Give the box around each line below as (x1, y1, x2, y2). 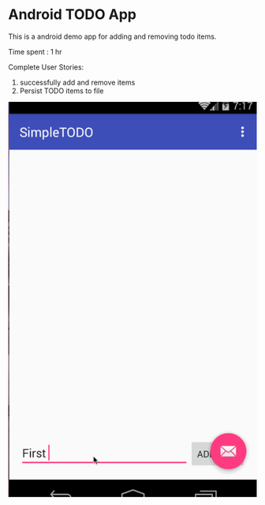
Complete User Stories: (8, 62, 84, 72)
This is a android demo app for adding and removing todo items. (8, 32, 217, 41)
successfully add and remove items (19, 77, 136, 87)
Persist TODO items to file (19, 85, 104, 96)
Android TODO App (8, 6, 136, 24)
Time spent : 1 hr (8, 47, 62, 56)
